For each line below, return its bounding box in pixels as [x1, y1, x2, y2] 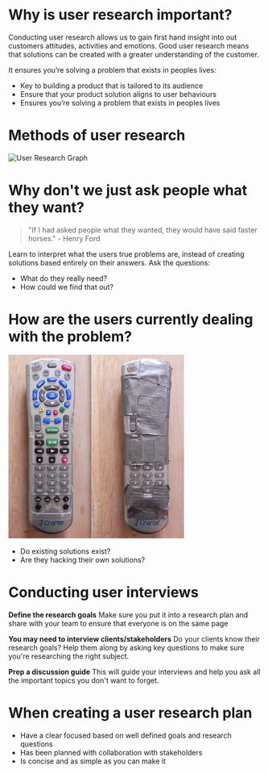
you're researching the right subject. [8, 651, 130, 661]
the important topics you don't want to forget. [8, 676, 159, 685]
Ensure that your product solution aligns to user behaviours [19, 89, 217, 98]
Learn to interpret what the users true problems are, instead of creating [8, 249, 245, 259]
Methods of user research [8, 127, 186, 144]
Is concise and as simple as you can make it [19, 756, 167, 766]
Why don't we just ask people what [8, 182, 248, 199]
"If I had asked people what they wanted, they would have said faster [27, 224, 258, 235]
